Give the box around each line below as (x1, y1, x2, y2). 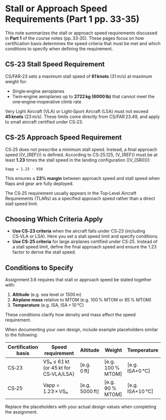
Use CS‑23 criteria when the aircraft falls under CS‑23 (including (12, 228, 146, 234)
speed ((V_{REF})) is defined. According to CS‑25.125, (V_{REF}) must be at (5, 152, 158, 158)
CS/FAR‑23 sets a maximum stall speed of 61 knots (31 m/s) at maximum (5, 73, 152, 79)
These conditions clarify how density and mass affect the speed (5, 312, 136, 318)
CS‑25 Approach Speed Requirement (5, 133, 122, 142)
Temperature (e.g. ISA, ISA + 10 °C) (12, 302, 84, 308)
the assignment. (5, 409, 38, 415)
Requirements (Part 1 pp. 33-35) (5, 13, 140, 25)
